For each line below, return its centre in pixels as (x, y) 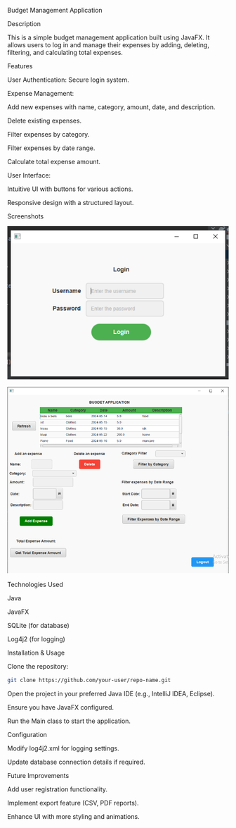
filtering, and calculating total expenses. (65, 52)
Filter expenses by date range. (51, 148)
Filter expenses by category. (48, 134)
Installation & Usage (36, 653)
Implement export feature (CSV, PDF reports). (73, 803)
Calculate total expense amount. (54, 162)
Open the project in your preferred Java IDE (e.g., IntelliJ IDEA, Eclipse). (111, 693)
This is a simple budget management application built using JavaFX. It (109, 37)
